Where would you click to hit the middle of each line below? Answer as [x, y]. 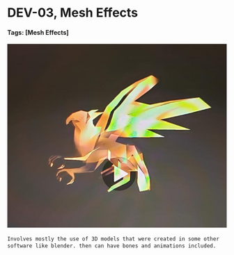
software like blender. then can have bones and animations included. [112, 246]
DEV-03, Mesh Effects [73, 13]
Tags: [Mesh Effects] [38, 32]
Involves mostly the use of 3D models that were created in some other [113, 239]
